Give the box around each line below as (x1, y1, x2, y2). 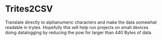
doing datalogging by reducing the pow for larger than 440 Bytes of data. (5, 29, 153, 35)
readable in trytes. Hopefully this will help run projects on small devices (5, 24, 149, 30)
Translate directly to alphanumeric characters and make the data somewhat (5, 19, 157, 25)
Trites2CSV (5, 3, 53, 14)
